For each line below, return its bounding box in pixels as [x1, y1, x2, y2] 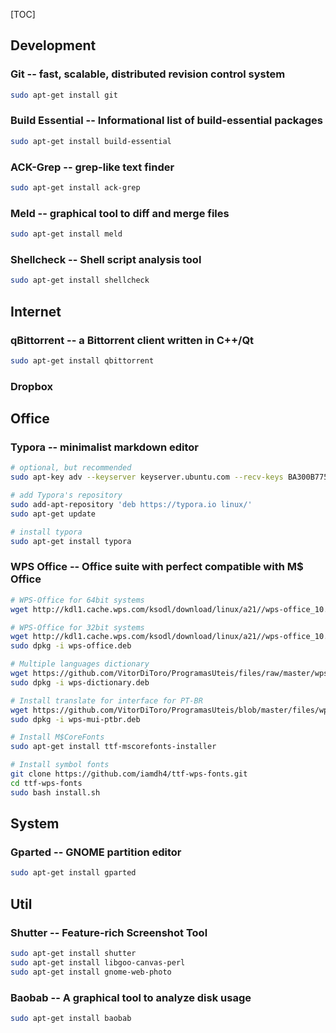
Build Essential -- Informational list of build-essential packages [10, 114, 323, 128]
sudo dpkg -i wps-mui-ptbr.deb [10, 714, 141, 724]
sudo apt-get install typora [10, 536, 132, 546]
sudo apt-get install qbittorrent [10, 355, 155, 366]
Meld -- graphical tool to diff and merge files [10, 206, 230, 220]
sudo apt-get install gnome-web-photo [10, 967, 172, 977]
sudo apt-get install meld [10, 229, 123, 239]
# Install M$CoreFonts [10, 732, 105, 743]
